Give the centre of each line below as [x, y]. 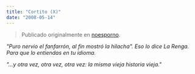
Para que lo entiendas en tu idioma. [51, 52]
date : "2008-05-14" [31, 17]
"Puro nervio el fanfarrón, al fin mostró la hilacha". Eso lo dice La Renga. [98, 46]
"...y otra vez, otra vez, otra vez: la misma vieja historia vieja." [84, 64]
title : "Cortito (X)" [34, 12]
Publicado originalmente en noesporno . [71, 34]
